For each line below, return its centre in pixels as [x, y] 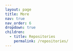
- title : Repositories [32, 37]
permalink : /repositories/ [41, 41]
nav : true [15, 18]
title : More [17, 14]
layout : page [18, 9]
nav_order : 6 [18, 23]
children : [15, 32]
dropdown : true [20, 28]
